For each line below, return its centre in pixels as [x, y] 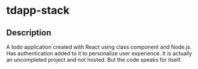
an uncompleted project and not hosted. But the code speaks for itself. [94, 60]
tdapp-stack [38, 10]
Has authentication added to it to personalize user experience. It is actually [99, 53]
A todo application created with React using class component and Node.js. [99, 47]
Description [29, 33]
